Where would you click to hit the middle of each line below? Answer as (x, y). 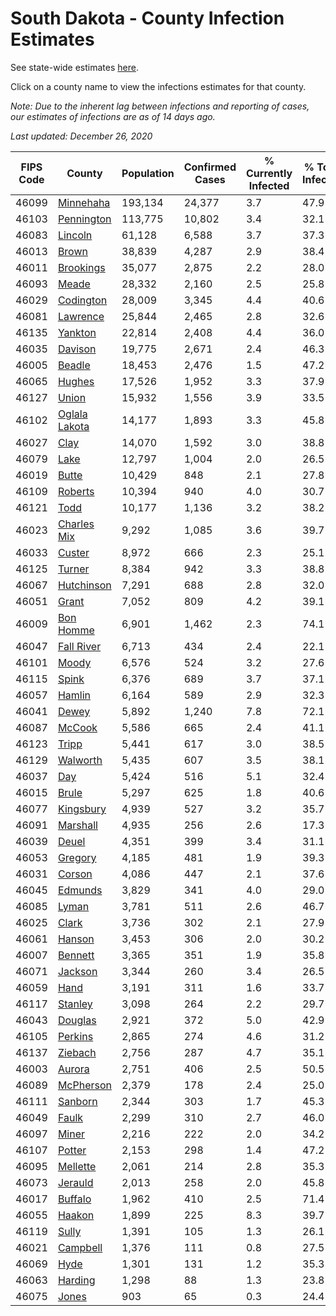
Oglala (72, 414)
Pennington (84, 219)
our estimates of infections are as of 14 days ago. (113, 116)
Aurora (73, 1069)
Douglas (77, 1020)
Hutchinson (84, 585)
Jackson (77, 971)
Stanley (75, 1004)
